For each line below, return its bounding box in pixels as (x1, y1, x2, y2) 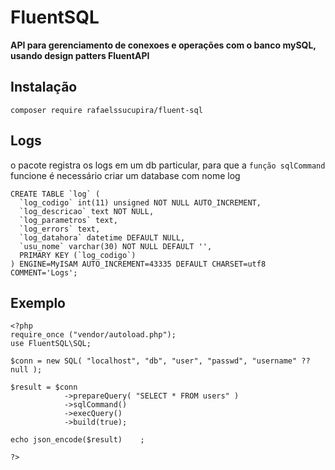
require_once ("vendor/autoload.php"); (10, 330, 177, 340)
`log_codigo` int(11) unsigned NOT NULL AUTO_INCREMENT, (19, 197, 262, 208)
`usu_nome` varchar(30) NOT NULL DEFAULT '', (19, 241, 213, 251)
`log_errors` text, (19, 224, 101, 234)
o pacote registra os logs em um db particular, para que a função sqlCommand (10, 159, 326, 171)
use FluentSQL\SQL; (10, 339, 92, 349)
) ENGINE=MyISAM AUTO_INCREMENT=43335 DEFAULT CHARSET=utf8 (10, 259, 267, 269)
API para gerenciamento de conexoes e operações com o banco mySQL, (10, 39, 317, 51)
